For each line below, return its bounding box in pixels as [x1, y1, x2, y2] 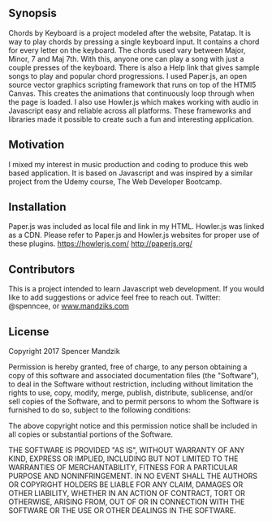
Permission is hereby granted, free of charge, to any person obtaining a [8, 362, 248, 372]
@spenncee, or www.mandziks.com [8, 301, 130, 311]
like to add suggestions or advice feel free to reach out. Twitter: [8, 292, 221, 303]
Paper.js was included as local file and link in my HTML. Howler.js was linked [8, 222, 265, 231]
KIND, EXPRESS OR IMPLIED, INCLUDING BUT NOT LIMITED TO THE [8, 454, 239, 464]
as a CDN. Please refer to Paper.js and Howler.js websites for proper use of [8, 231, 260, 240]
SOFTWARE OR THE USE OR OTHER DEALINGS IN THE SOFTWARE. [8, 506, 236, 516]
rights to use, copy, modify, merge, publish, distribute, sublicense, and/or [8, 388, 253, 398]
